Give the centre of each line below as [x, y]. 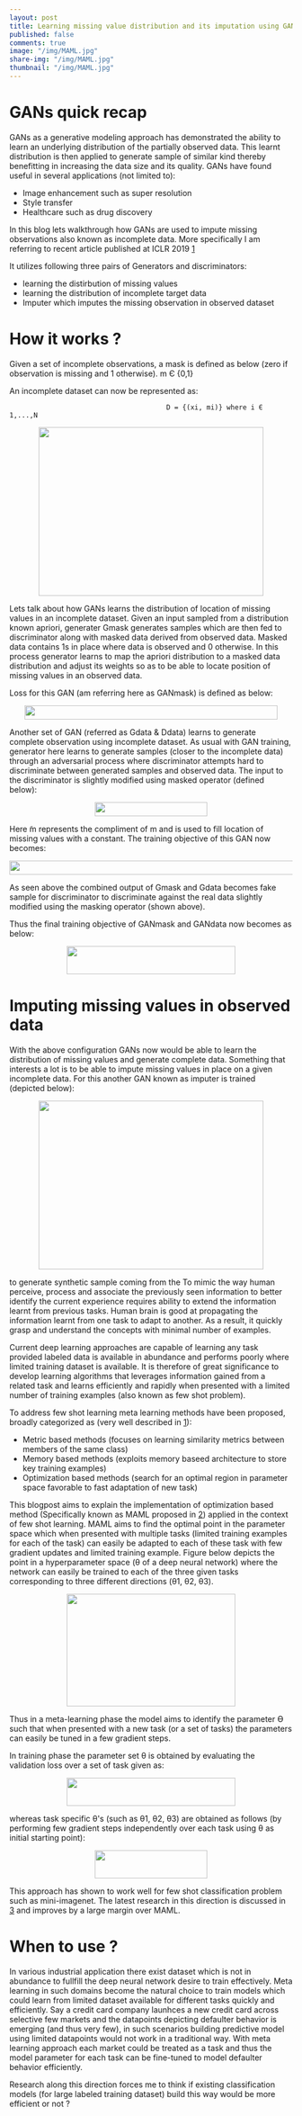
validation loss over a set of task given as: [87, 1765]
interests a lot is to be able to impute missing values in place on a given [141, 1069]
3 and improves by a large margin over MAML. [95, 1910]
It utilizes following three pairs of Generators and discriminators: [128, 265]
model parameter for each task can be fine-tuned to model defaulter [136, 2058]
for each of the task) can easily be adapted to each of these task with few [146, 1543]
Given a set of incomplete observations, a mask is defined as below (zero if [149, 363]
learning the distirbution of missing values [100, 283]
